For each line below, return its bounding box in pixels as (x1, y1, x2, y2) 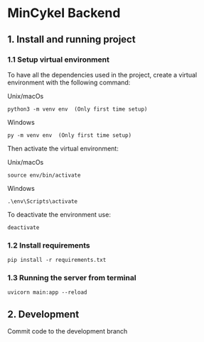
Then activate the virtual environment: (7, 144, 119, 153)
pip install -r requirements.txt (7, 257, 107, 264)
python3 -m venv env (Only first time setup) (7, 105, 148, 113)
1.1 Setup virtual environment (7, 55, 110, 65)
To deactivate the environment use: (7, 210, 112, 219)
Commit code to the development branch (7, 327, 128, 336)
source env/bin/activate (7, 172, 81, 179)
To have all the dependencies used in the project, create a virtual (7, 70, 198, 79)
